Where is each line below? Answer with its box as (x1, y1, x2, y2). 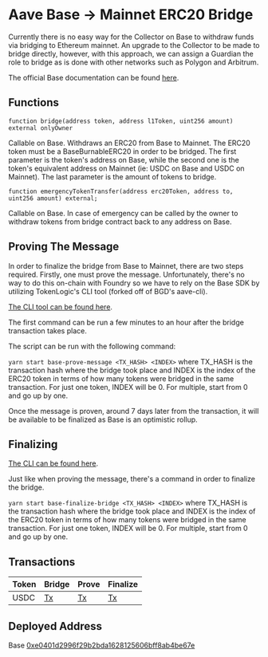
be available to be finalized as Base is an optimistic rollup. (8, 415, 198, 424)
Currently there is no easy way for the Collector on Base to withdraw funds (8, 32, 254, 41)
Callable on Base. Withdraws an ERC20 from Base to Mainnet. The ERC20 (8, 138, 251, 148)
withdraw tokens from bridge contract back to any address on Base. (8, 217, 232, 226)
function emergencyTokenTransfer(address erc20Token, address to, (8, 187, 234, 195)
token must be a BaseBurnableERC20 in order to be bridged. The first (8, 146, 237, 156)
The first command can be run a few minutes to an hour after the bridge (8, 317, 245, 327)
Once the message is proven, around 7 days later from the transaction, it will (8, 406, 259, 415)
